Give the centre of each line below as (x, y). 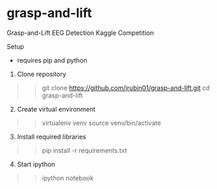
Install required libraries (52, 136)
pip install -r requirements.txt (84, 150)
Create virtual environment (56, 109)
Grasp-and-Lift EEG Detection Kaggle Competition (80, 33)
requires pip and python (52, 60)
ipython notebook (68, 178)
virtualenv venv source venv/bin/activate (101, 123)
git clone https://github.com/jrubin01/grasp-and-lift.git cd (126, 87)
